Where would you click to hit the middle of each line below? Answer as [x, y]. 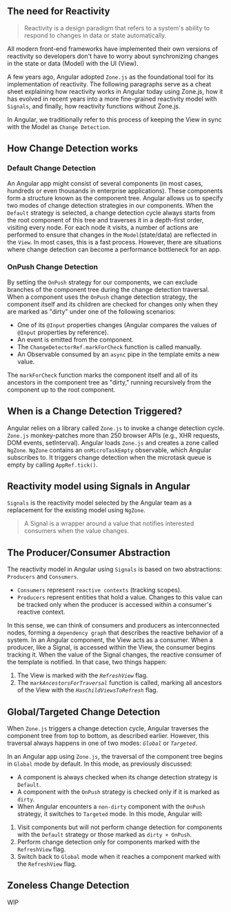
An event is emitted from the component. [76, 339]
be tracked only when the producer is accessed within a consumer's [114, 605]
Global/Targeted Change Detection [84, 711]
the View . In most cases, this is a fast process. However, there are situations [114, 242]
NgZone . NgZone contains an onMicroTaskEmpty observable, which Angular [109, 450]
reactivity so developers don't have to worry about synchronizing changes [113, 56]
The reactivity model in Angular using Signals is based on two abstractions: [114, 570]
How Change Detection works [73, 149]
